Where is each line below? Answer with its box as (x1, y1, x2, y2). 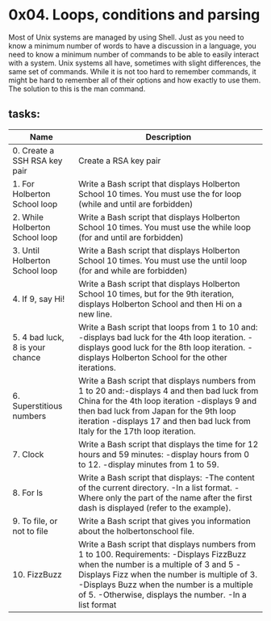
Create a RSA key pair (77, 155, 161, 166)
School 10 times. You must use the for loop (77, 188, 242, 199)
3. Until (12, 245, 40, 256)
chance (12, 351, 41, 363)
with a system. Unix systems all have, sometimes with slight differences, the (8, 58, 261, 68)
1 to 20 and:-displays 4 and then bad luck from (77, 385, 259, 397)
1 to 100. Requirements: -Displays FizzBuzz (77, 548, 247, 560)
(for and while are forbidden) (77, 265, 188, 276)
